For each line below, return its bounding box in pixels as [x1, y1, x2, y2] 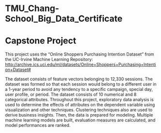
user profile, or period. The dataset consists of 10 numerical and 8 [5, 91, 137, 97]
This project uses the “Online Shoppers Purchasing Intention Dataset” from [5, 51, 155, 57]
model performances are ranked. [5, 122, 71, 128]
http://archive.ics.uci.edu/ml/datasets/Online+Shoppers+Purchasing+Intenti [5, 61, 156, 68]
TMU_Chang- [5, 3, 59, 14]
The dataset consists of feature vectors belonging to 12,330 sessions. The [5, 76, 153, 82]
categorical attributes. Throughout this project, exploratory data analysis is [5, 97, 154, 103]
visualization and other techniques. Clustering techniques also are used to [5, 107, 153, 113]
